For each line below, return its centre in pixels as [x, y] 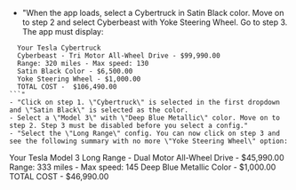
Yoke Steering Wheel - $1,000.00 [79, 79]
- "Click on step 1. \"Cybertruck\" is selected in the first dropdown [144, 102]
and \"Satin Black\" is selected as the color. [99, 110]
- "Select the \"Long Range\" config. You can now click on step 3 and [144, 133]
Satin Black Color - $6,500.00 [75, 71]
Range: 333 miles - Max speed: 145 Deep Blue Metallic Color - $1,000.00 [143, 167]
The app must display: [63, 32]
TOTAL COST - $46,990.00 [59, 176]
